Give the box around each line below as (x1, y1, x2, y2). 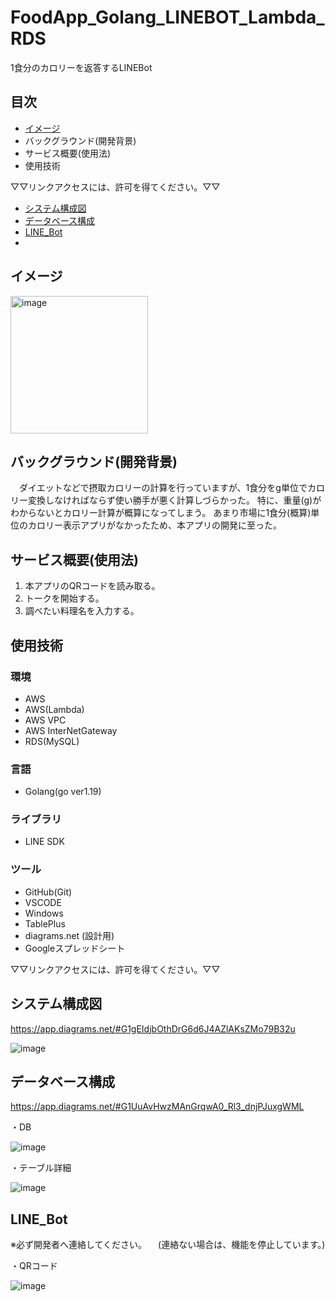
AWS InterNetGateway (24, 724, 118, 736)
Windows (24, 907, 64, 919)
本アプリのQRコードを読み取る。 (24, 580, 161, 592)
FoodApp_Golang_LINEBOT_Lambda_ (10, 6, 325, 29)
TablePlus (24, 917, 66, 930)
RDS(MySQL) (24, 735, 80, 747)
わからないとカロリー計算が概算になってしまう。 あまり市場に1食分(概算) (10, 507, 312, 519)
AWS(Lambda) (24, 703, 85, 715)
